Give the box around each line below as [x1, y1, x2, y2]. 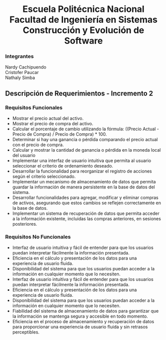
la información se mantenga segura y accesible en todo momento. [12, 313, 148, 319]
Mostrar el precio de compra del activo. [12, 121, 93, 127]
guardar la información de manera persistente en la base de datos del [12, 184, 155, 190]
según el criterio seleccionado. [12, 173, 76, 179]
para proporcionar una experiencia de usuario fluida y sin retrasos [12, 324, 148, 330]
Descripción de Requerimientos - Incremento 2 [5, 89, 153, 97]
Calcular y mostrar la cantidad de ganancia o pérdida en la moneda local [12, 147, 161, 153]
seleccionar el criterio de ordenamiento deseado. [12, 163, 113, 169]
